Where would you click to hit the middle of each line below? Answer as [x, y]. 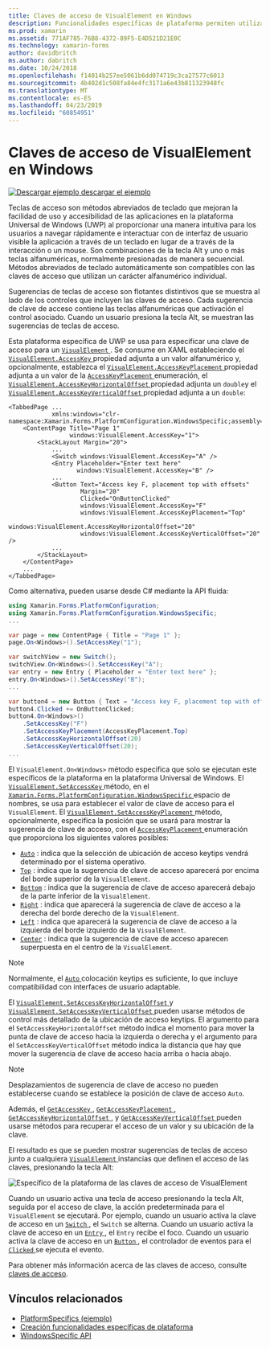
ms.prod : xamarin [37, 31]
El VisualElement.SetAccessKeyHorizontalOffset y [91, 1002]
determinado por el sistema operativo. [83, 862]
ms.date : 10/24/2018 [43, 68]
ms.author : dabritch [43, 61]
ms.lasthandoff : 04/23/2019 [55, 105]
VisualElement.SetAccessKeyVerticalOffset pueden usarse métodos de [127, 1010]
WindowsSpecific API [55, 1335]
